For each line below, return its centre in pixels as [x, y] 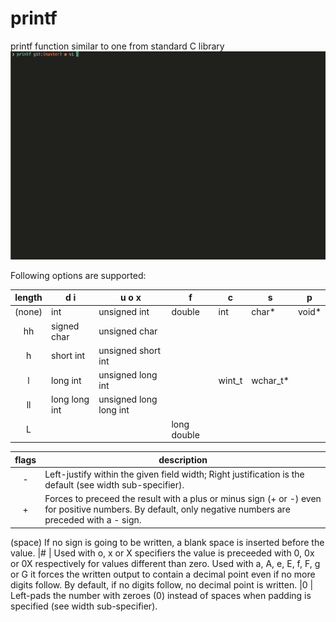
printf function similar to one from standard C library [117, 46]
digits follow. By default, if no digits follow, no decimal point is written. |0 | [162, 584]
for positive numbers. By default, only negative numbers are [167, 509]
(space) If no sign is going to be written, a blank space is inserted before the [167, 542]
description [183, 459]
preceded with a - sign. [93, 520]
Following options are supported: [78, 275]
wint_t [230, 380]
